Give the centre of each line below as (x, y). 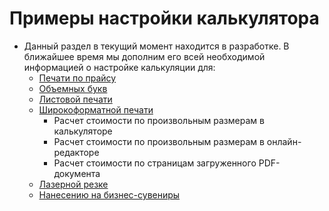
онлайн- (284, 141)
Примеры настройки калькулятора (164, 18)
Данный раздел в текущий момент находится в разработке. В (156, 46)
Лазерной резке (73, 184)
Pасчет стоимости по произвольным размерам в (159, 120)
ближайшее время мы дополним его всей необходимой (144, 56)
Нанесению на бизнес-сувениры (109, 194)
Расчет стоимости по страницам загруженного (155, 163)
